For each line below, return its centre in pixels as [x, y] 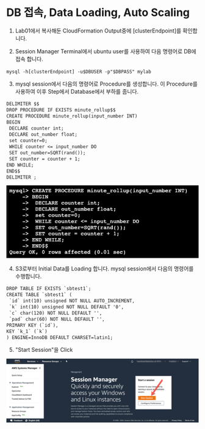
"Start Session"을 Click [44, 350]
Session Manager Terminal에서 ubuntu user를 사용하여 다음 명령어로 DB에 [106, 51]
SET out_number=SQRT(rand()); [47, 153]
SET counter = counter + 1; [45, 159]
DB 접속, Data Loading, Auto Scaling [98, 13]
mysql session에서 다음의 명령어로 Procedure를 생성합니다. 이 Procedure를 [106, 84]
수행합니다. [28, 276]
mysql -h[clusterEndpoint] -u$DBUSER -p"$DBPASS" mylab [79, 72]
